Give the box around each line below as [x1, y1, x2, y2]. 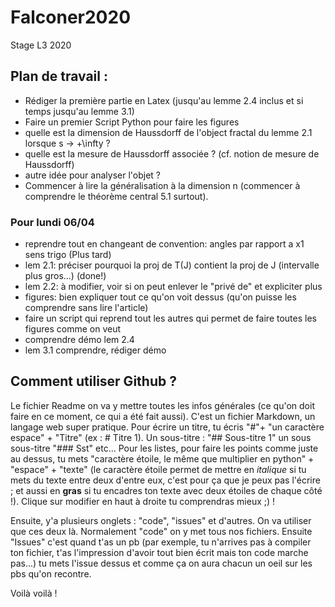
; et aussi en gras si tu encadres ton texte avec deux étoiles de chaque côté [10, 484, 323, 496]
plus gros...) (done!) [24, 270, 107, 282]
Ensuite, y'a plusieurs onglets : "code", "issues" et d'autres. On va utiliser [10, 514, 312, 526]
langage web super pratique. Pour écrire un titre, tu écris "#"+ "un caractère [10, 421, 325, 433]
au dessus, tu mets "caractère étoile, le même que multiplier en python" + [10, 452, 315, 465]
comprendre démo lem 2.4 [24, 334, 135, 346]
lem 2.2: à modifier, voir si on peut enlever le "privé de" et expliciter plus [24, 281, 323, 293]
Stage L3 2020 [10, 39, 72, 51]
